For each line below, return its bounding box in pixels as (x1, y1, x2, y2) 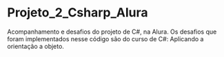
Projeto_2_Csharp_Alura (7, 5, 148, 21)
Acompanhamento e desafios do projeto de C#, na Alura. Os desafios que (7, 27, 217, 36)
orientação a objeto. (7, 42, 64, 50)
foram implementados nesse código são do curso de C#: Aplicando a (7, 34, 204, 43)
